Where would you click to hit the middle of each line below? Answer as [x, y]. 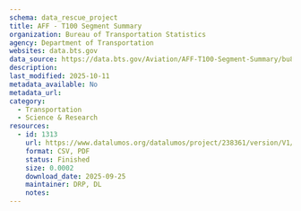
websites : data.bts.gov [54, 51]
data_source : [34, 59]
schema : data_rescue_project [64, 18]
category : [28, 101]
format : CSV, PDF [58, 151]
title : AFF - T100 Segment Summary [76, 26]
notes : [38, 193]
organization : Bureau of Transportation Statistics [107, 34]
